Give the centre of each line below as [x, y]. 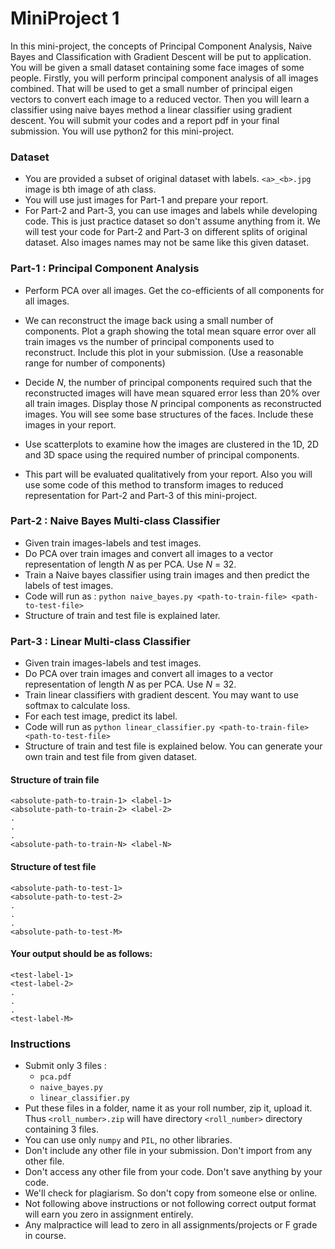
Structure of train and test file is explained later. [122, 615]
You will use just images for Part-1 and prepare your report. [146, 200]
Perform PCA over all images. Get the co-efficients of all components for [174, 290]
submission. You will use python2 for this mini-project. [122, 131]
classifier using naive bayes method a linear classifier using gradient [151, 109]
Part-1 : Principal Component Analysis [105, 269]
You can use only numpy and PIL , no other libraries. [128, 1140]
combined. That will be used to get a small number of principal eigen [151, 88]
